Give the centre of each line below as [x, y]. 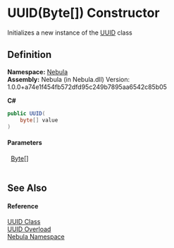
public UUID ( [26, 113]
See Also [27, 188]
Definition [29, 55]
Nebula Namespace [36, 237]
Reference [23, 206]
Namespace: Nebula [38, 71]
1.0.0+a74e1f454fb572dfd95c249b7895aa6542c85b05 [87, 87]
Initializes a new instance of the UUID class [70, 33]
